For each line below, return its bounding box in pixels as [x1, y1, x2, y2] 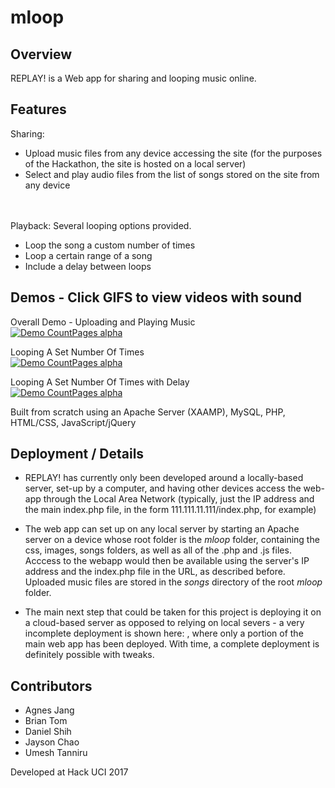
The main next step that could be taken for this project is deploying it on [24, 606, 322, 618]
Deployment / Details [10, 446, 145, 463]
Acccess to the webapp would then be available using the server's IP [24, 555, 310, 567]
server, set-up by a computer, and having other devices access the [24, 482, 302, 495]
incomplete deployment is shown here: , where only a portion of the [24, 627, 304, 640]
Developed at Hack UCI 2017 [10, 766, 129, 778]
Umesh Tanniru [24, 747, 88, 759]
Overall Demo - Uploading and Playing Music [10, 316, 196, 328]
